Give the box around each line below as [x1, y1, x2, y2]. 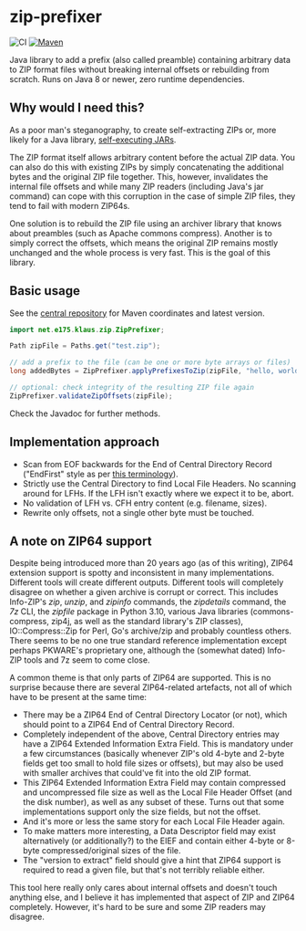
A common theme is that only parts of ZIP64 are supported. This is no [9, 673, 271, 684]
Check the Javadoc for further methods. [9, 408, 161, 419]
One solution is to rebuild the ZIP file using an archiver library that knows [9, 217, 282, 229]
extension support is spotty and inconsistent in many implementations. [9, 568, 275, 579]
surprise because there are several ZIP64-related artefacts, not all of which [9, 682, 292, 693]
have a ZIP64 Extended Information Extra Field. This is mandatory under [22, 738, 294, 749]
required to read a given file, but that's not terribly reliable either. [22, 864, 266, 875]
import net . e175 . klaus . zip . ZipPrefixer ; [9, 325, 166, 334]
